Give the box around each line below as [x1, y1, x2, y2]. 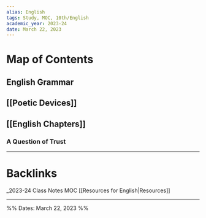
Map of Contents [6, 53, 94, 66]
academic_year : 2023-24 [6, 20, 67, 26]
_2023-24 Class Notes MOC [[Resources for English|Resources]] [6, 187, 170, 194]
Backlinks [6, 166, 58, 181]
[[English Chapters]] [6, 119, 86, 129]
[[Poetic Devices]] [6, 98, 77, 108]
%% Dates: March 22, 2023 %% [6, 204, 89, 212]
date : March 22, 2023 [6, 26, 62, 33]
